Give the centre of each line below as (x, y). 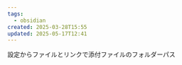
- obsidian (30, 20)
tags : (15, 14)
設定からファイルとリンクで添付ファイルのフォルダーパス (91, 54)
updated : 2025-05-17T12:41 (47, 34)
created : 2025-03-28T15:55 (47, 27)
